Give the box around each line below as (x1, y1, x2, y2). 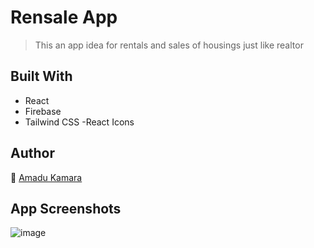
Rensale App (10, 6, 118, 29)
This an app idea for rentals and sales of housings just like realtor (34, 39, 304, 51)
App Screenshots (10, 200, 122, 217)
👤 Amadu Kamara (10, 171, 83, 183)
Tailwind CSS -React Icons (24, 116, 135, 128)
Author (10, 145, 55, 162)
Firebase (24, 105, 62, 117)
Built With (10, 68, 73, 85)
